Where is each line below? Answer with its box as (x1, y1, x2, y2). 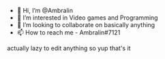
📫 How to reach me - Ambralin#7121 (16, 28, 121, 37)
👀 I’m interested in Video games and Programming (16, 14, 158, 22)
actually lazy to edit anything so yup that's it (7, 44, 131, 52)
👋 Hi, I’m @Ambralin (16, 7, 74, 14)
